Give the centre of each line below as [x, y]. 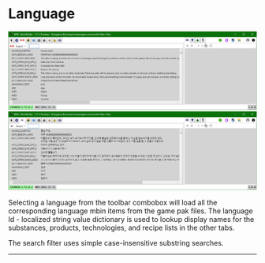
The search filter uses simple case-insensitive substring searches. [116, 242]
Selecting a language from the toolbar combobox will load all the [113, 202]
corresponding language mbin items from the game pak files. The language [131, 211]
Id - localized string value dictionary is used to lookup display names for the [131, 219]
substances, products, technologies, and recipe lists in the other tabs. [121, 227]
